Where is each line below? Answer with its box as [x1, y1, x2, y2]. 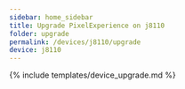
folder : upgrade [9, 29, 69, 38]
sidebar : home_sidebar [9, 12, 93, 22]
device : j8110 [9, 46, 62, 55]
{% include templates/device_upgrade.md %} [9, 70, 176, 80]
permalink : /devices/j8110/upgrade [9, 37, 141, 47]
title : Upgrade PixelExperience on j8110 [9, 21, 165, 30]
